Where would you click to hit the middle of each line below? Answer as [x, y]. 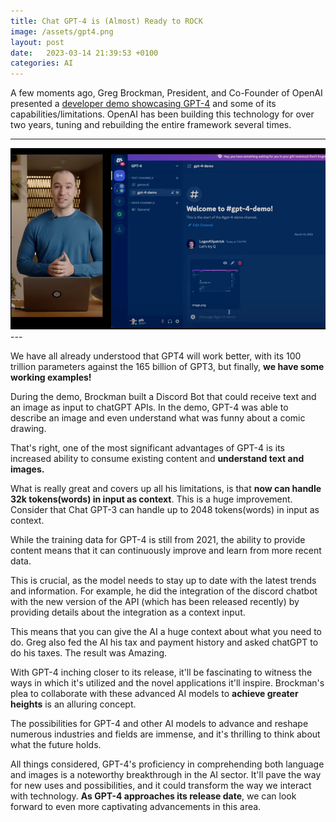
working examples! [51, 377]
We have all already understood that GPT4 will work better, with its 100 [156, 356]
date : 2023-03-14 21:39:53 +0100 [84, 53]
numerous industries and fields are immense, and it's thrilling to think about [165, 734]
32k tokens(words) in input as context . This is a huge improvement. [151, 499]
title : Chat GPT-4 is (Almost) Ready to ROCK [106, 21]
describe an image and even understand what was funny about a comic [158, 417]
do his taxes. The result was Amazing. [89, 652]
